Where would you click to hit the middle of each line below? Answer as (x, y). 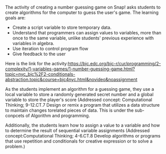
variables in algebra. (33, 43)
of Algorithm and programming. (58, 116)
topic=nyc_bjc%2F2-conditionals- (40, 74)
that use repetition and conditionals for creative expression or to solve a (79, 141)
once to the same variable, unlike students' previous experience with (83, 38)
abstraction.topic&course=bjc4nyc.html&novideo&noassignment (71, 79)
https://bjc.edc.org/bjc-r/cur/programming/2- (114, 64)
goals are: (15, 18)
